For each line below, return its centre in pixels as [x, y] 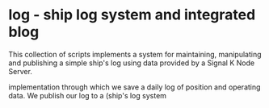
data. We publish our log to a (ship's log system [88, 95]
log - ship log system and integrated [132, 15]
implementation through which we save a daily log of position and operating [134, 87]
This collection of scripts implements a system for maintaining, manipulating [135, 54]
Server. [20, 71]
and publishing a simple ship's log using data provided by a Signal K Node [132, 63]
